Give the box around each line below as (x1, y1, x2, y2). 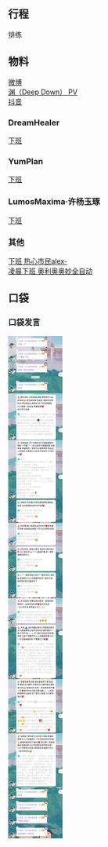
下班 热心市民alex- (8, 256, 68, 265)
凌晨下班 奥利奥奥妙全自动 (8, 266, 92, 276)
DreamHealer (8, 117, 60, 128)
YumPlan (8, 155, 44, 166)
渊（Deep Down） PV (8, 87, 78, 97)
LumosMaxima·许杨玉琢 (8, 196, 100, 207)
